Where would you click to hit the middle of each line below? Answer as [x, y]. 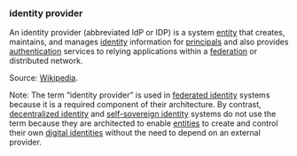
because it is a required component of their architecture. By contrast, [135, 105]
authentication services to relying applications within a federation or [133, 51]
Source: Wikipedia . [43, 78]
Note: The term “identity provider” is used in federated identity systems [140, 95]
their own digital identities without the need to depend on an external [135, 133]
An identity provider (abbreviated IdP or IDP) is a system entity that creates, [147, 33]
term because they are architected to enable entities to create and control [144, 123]
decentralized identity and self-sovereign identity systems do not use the [143, 114]
